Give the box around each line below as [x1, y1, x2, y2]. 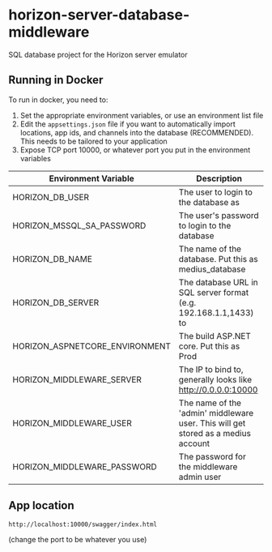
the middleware [178, 460, 238, 472]
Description [196, 173, 243, 184]
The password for [178, 451, 247, 462]
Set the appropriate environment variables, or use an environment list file [19, 110, 264, 120]
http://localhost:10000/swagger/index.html [8, 520, 158, 528]
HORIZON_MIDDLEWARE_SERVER [12, 374, 142, 385]
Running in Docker [8, 73, 104, 87]
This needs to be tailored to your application [19, 136, 168, 146]
